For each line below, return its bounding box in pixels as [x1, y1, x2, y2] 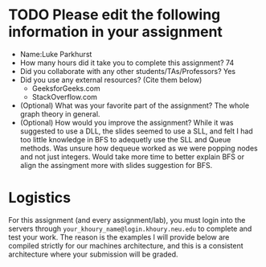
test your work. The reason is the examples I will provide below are [8, 232, 230, 242]
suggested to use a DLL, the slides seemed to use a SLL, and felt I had [19, 126, 253, 136]
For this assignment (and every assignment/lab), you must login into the [8, 215, 246, 224]
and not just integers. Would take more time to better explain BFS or [19, 151, 245, 162]
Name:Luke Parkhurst [19, 49, 92, 59]
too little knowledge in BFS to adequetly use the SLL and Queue [19, 134, 231, 144]
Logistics [8, 189, 71, 207]
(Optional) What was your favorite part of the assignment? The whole [19, 101, 250, 110]
